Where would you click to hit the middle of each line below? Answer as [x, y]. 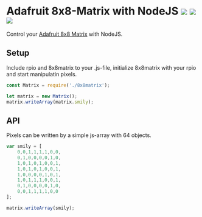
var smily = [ [24, 147]
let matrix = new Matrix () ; [42, 96]
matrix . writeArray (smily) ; [40, 208]
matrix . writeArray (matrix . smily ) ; [50, 102]
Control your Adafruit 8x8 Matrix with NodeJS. [64, 34]
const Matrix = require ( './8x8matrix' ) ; [58, 85]
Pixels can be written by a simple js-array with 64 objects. [79, 135]
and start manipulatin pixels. [42, 74]
